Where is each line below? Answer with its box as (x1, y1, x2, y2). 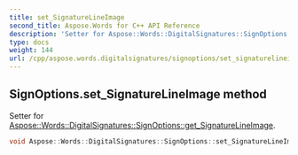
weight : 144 (9, 46, 53, 55)
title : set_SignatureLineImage (9, 12, 125, 22)
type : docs (9, 37, 50, 47)
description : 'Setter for (9, 29, 105, 38)
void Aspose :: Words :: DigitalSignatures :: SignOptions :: (9, 136, 216, 146)
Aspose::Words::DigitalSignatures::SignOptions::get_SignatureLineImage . (9, 120, 277, 130)
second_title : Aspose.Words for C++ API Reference (9, 21, 200, 30)
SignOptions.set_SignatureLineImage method (9, 87, 268, 102)
